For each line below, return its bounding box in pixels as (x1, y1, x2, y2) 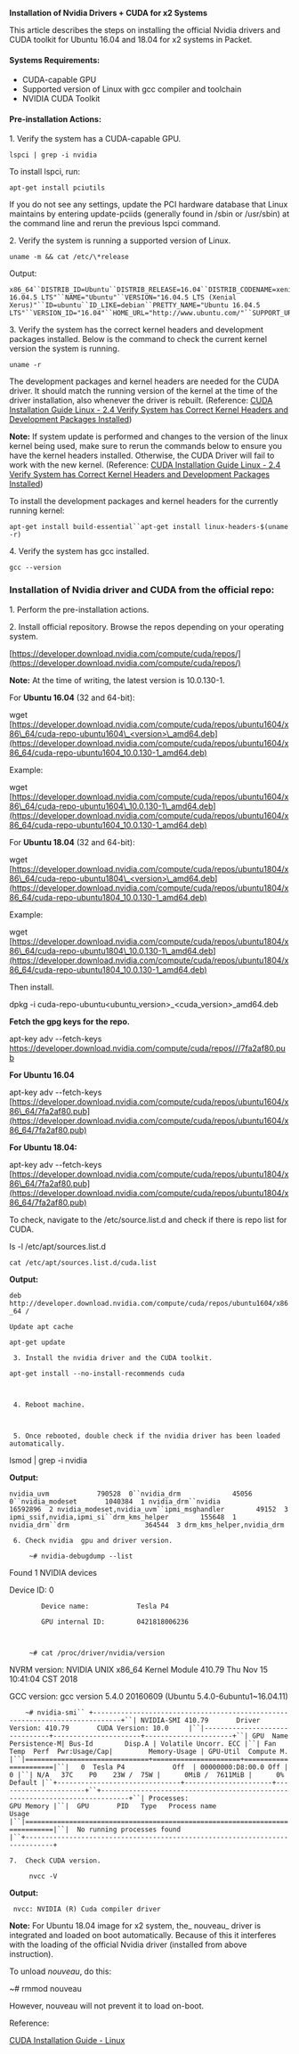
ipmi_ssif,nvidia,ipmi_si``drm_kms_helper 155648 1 (9, 1512, 238, 1521)
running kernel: (9, 505, 65, 516)
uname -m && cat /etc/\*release (9, 253, 129, 262)
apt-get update (9, 1338, 66, 1347)
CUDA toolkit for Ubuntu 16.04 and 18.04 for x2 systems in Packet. (9, 35, 253, 45)
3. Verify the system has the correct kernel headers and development (9, 324, 264, 335)
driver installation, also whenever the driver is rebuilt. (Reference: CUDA (9, 395, 273, 406)
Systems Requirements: (9, 54, 101, 65)
